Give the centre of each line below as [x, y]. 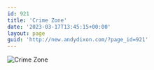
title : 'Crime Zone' [37, 20]
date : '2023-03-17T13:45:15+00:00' [59, 27]
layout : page [26, 33]
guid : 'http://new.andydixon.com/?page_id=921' [78, 40]
